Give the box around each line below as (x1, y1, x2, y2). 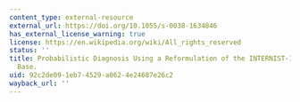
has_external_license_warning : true (9, 29, 146, 38)
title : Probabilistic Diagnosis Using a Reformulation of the (9, 54, 246, 63)
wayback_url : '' (9, 79, 70, 88)
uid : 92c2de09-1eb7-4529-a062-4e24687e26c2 (9, 71, 174, 80)
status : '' (9, 46, 50, 55)
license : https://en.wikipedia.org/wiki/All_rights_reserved (9, 37, 242, 47)
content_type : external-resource (9, 12, 134, 22)
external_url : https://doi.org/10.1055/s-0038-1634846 (9, 21, 218, 30)
